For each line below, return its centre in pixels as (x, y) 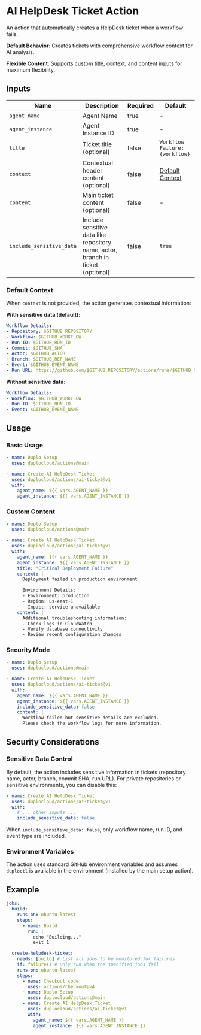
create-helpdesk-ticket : (42, 954)
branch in (96, 257)
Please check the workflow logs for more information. (92, 724)
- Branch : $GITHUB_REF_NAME (41, 359)
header (93, 170)
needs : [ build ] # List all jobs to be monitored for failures (96, 959)
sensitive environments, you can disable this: (62, 785)
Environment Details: (49, 590)
